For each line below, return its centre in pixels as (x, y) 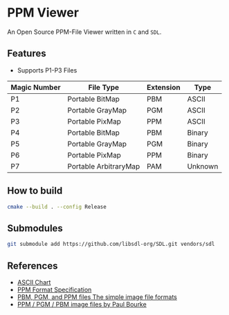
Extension (164, 87)
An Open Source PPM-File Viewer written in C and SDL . (84, 32)
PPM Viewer (43, 13)
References (33, 266)
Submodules (35, 228)
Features (27, 54)
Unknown (203, 166)
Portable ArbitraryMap (104, 166)
